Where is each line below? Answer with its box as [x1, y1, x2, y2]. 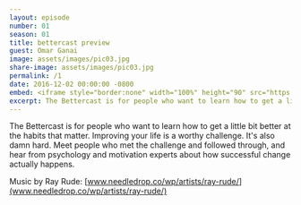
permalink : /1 [9, 72, 63, 81]
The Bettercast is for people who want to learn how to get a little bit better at [9, 121, 291, 132]
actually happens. [9, 158, 75, 170]
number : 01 [9, 21, 50, 30]
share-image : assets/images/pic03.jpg [9, 64, 154, 73]
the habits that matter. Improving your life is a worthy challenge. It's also [9, 131, 275, 141]
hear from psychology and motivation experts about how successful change [9, 149, 291, 160]
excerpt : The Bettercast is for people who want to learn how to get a [9, 96, 282, 106]
